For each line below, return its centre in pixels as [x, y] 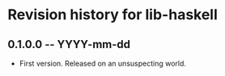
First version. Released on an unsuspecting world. [103, 63]
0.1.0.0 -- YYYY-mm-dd [69, 44]
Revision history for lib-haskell [112, 15]
